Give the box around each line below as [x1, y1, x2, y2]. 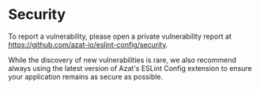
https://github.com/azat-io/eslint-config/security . [8, 39, 168, 49]
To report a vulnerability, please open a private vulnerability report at [8, 32, 232, 41]
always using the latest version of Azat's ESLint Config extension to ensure [8, 63, 253, 72]
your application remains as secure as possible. [8, 72, 164, 81]
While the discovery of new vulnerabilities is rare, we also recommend [8, 55, 237, 65]
